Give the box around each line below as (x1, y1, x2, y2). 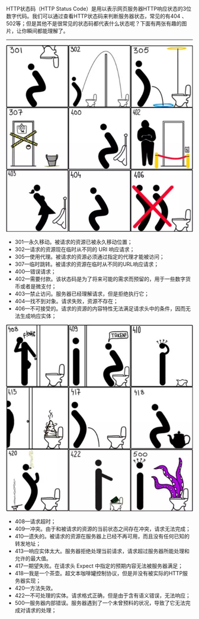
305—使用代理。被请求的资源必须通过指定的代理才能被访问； (14, 254, 165, 260)
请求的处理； (25, 607, 57, 614)
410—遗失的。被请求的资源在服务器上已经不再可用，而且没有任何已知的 (14, 533, 190, 540)
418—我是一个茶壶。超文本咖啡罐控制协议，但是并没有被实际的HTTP (14, 570, 183, 576)
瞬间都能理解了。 (26, 27, 69, 34)
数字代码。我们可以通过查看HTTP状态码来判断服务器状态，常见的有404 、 (6, 12, 188, 20)
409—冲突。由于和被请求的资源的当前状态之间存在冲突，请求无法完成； (14, 525, 191, 532)
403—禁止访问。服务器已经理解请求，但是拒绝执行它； (14, 290, 150, 297)
